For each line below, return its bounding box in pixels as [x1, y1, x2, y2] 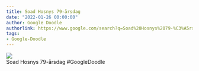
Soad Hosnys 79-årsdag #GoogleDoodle [6, 59, 105, 65]
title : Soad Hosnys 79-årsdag [6, 8, 81, 15]
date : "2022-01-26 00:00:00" [6, 14, 78, 20]
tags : [6, 31, 20, 37]
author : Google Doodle [6, 20, 62, 25]
